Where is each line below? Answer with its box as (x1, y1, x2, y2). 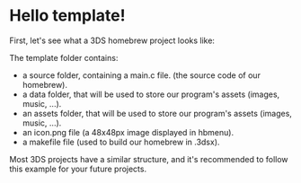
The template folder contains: (9, 52, 119, 63)
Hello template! (9, 5, 126, 26)
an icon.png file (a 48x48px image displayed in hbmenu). (22, 126, 235, 137)
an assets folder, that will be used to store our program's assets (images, (22, 108, 292, 118)
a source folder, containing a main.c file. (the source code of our (22, 69, 261, 81)
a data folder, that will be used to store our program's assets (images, (22, 89, 280, 100)
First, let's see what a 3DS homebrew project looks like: (9, 35, 216, 46)
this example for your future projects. (9, 163, 146, 174)
